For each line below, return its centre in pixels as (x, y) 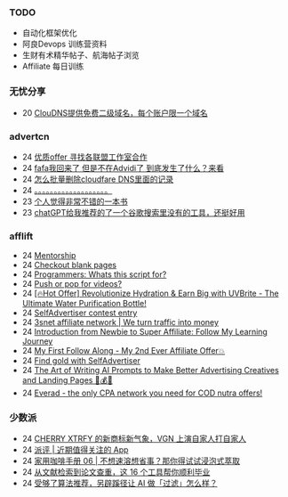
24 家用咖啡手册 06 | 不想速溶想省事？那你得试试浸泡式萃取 (131, 461)
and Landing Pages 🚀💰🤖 (67, 380)
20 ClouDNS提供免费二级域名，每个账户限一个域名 (115, 112)
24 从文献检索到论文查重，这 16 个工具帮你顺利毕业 (116, 472)
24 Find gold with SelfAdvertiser (81, 361)
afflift (21, 236)
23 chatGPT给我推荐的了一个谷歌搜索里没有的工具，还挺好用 (134, 212)
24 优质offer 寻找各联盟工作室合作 (85, 157)
